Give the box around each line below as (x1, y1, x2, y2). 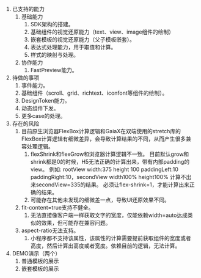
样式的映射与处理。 (30, 51, 79, 58)
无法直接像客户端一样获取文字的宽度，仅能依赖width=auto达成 (30, 211, 188, 219)
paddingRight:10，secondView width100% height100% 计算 (30, 174, 181, 180)
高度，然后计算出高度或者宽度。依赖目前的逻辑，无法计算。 (30, 242, 181, 249)
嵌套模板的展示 (21, 265, 59, 272)
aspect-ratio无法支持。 (21, 227, 79, 234)
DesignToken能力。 (21, 97, 70, 104)
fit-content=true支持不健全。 (21, 204, 94, 211)
